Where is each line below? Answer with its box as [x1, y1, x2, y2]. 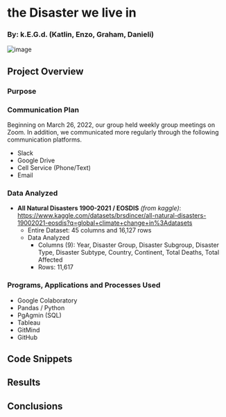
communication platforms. [7, 135, 82, 144]
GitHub [17, 333, 38, 341]
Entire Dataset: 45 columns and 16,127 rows [27, 226, 152, 235]
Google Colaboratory [17, 296, 78, 305]
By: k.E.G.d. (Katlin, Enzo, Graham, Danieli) [7, 30, 155, 40]
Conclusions [7, 400, 63, 412]
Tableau [17, 318, 41, 327]
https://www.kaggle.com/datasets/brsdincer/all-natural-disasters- [17, 212, 207, 220]
